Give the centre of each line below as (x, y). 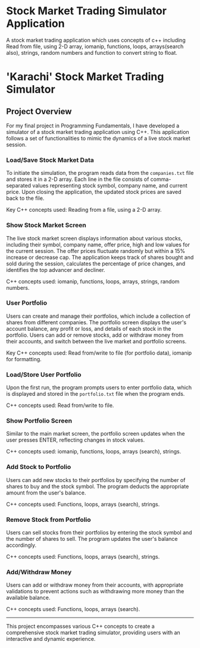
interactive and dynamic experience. (51, 639)
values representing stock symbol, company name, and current (110, 186)
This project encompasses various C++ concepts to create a (80, 627)
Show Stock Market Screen (46, 226)
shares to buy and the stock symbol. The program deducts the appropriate (98, 486)
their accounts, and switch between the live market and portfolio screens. (96, 341)
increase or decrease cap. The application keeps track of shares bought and (100, 257)
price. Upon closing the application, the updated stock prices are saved (94, 192)
